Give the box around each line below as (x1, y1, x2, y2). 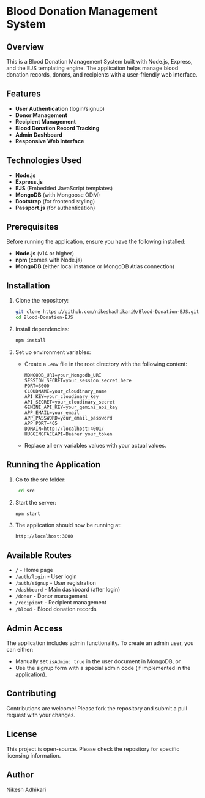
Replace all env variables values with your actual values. (24, 442, 166, 449)
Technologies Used (6, 155, 81, 166)
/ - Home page (15, 567, 53, 574)
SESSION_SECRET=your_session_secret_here (24, 377, 132, 383)
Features (6, 89, 41, 99)
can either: (6, 646, 34, 653)
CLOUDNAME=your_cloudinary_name (24, 388, 107, 394)
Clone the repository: (15, 297, 69, 304)
